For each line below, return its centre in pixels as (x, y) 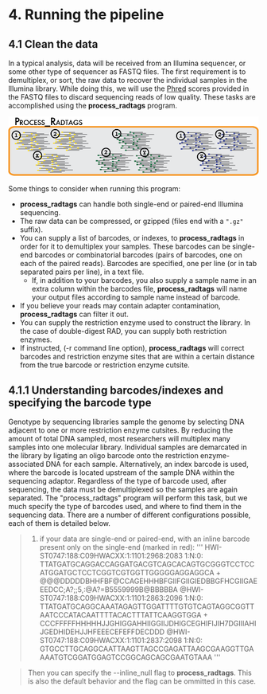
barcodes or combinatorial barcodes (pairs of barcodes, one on (138, 255)
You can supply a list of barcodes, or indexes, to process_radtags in (132, 238)
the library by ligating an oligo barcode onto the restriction (103, 456)
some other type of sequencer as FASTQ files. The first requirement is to (127, 72)
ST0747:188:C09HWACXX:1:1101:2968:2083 (111, 556)
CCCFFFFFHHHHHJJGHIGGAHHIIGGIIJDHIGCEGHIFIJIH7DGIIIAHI (148, 624)
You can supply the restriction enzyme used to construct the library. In (135, 323)
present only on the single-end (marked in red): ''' (121, 547)
